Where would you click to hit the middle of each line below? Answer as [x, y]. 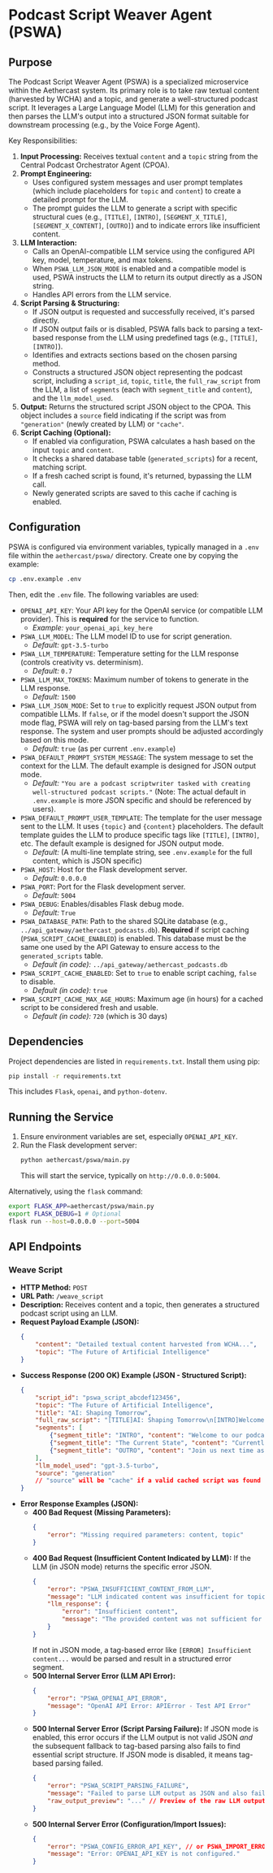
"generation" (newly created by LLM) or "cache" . [102, 424]
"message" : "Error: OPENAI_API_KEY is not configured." [144, 1854]
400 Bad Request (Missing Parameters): [102, 1512]
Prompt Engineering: [56, 173]
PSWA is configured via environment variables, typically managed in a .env [134, 547]
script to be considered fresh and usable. [89, 1007]
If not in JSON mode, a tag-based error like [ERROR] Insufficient [142, 1650]
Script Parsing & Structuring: [70, 303]
